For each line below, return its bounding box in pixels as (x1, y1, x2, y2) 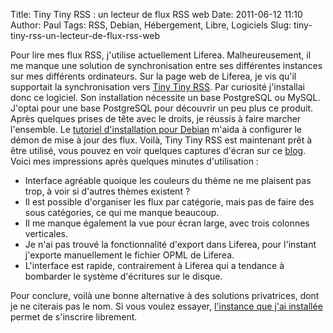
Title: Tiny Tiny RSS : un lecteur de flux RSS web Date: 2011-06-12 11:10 (10, 9, 303, 20)
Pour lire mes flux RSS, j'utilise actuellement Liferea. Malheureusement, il (10, 49, 312, 61)
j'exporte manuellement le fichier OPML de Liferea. (24, 249, 235, 261)
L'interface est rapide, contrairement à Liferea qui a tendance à (24, 260, 285, 271)
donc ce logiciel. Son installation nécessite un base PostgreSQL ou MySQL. (10, 92, 321, 103)
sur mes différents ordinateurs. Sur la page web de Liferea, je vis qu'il (10, 70, 297, 82)
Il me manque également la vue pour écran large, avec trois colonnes (24, 217, 310, 229)
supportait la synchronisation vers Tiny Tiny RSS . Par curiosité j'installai (10, 81, 305, 93)
